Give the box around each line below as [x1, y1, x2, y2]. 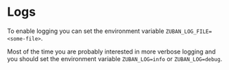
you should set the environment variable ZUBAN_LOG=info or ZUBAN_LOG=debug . [7, 54, 223, 62]
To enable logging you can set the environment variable [7, 27, 165, 35]
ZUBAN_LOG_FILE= [165, 28, 213, 35]
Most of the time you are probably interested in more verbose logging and [7, 47, 216, 56]
